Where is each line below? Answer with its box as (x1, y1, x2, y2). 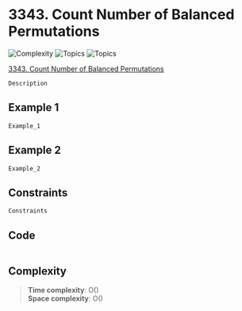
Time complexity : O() (27, 286, 99, 294)
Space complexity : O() (27, 294, 103, 303)
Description (8, 79, 48, 87)
